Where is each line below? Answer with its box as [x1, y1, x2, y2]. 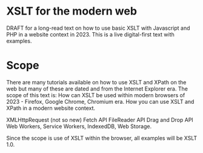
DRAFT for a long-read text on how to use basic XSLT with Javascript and [6, 24, 190, 32]
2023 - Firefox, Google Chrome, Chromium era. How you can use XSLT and [6, 98, 195, 105]
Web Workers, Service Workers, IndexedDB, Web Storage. [6, 123, 152, 130]
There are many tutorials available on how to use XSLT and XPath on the [6, 78, 187, 86]
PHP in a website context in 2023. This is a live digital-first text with [6, 30, 175, 38]
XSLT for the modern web [6, 4, 138, 18]
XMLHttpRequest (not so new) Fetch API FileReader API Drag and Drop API [6, 116, 194, 123]
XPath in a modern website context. [6, 104, 96, 112]
